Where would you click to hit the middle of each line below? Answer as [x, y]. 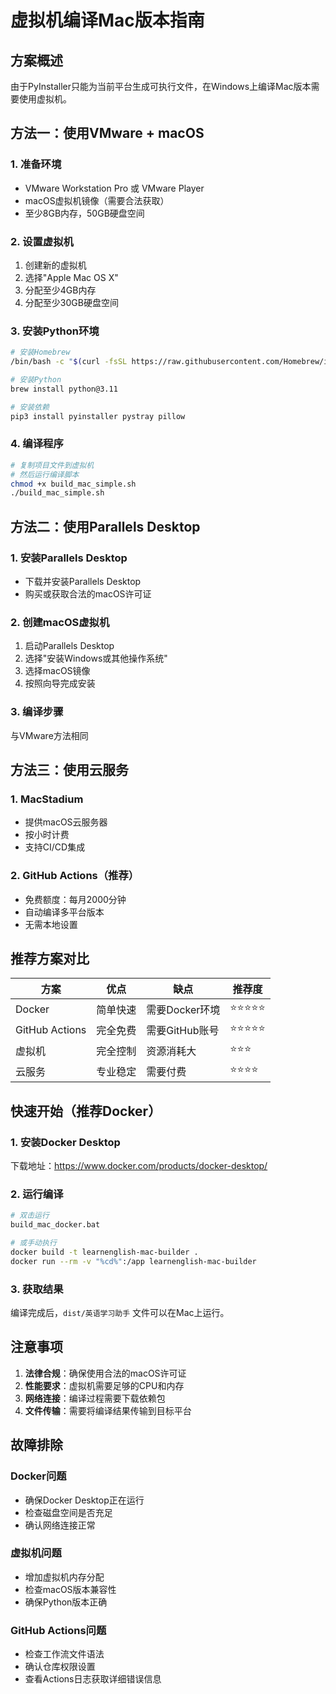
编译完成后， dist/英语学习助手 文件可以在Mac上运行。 [120, 1313]
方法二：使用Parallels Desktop [105, 526]
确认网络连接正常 [60, 1525]
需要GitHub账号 [183, 1030]
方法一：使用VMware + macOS [107, 133]
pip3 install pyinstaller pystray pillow [98, 416]
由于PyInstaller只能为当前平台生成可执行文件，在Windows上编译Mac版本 [161, 86]
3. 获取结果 [37, 1289]
